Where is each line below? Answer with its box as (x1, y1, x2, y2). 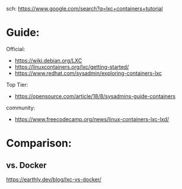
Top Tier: (6, 81, 28, 88)
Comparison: (6, 137, 72, 150)
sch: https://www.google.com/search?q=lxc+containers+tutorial (6, 5, 163, 12)
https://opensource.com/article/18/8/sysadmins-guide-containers (14, 92, 176, 100)
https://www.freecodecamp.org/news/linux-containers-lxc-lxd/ (14, 115, 170, 122)
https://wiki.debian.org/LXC (14, 56, 82, 64)
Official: (6, 45, 25, 52)
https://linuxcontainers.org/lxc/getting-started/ (14, 63, 129, 70)
